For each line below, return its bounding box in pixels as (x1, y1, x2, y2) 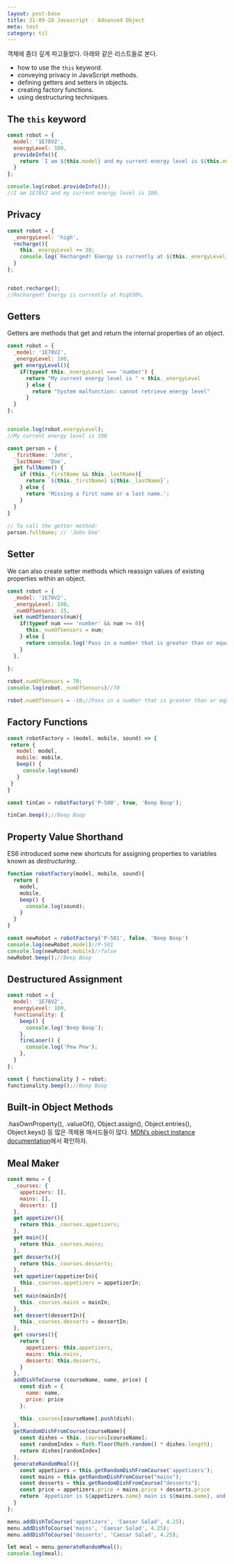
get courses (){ (13, 1331, 58, 1338)
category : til (7, 29, 49, 37)
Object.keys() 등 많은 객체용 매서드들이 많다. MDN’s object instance (7, 1128, 196, 1136)
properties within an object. (7, 574, 86, 582)
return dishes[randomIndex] (19, 1448, 101, 1455)
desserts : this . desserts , (25, 1357, 101, 1364)
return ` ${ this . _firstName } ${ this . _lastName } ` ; (25, 478, 170, 485)
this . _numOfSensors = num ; (25, 627, 104, 634)
